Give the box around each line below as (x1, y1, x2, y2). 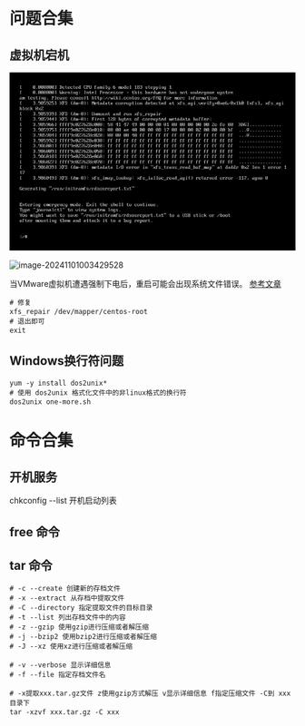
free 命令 (9, 524, 61, 540)
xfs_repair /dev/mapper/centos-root (9, 308, 148, 317)
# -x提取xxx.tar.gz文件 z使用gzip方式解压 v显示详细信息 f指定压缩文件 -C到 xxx (9, 689, 291, 699)
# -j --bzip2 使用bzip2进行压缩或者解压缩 (9, 633, 157, 642)
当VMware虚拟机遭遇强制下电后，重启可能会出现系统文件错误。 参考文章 (9, 279, 281, 289)
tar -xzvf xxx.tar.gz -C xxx (9, 708, 120, 717)
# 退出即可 (9, 317, 45, 327)
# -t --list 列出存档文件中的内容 (9, 613, 126, 623)
